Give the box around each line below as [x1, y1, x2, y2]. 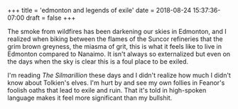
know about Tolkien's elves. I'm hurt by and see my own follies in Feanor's [7, 79, 225, 87]
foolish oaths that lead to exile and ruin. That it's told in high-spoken [7, 86, 207, 94]
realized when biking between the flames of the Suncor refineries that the [7, 35, 223, 43]
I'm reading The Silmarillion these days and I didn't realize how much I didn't [7, 71, 231, 79]
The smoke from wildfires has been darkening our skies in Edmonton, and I [7, 28, 227, 35]
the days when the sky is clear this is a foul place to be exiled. [7, 57, 189, 66]
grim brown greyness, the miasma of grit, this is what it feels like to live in [7, 42, 222, 50]
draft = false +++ [26, 13, 76, 22]
